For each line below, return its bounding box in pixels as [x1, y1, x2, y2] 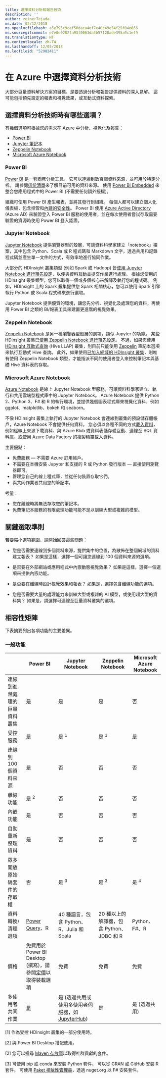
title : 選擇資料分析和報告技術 [5, 7, 61, 12]
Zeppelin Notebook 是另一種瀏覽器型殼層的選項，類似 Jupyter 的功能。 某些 [5, 331, 160, 337]
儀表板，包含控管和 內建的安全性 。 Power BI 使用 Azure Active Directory [5, 205, 151, 211]
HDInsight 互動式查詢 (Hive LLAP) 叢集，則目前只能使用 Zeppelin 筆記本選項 [5, 343, 160, 349]
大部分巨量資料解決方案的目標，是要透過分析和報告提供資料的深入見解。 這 [5, 89, 158, 95]
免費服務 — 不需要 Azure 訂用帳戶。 [12, 455, 86, 461]
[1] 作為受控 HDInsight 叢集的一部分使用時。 [5, 1029, 95, 1035]
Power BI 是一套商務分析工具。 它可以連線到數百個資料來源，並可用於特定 [5, 176, 156, 182]
